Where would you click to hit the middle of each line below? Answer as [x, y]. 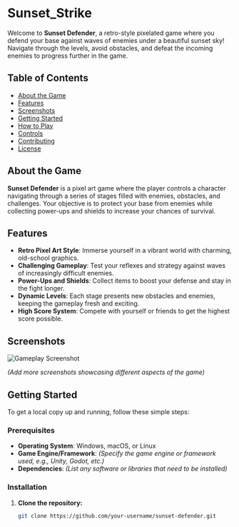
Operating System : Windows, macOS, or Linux [87, 446]
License [29, 149]
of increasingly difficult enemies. [66, 273]
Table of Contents [48, 78]
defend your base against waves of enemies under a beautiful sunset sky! [116, 40]
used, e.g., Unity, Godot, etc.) [61, 461]
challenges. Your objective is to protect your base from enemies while [110, 203]
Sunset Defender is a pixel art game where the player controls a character [117, 188]
